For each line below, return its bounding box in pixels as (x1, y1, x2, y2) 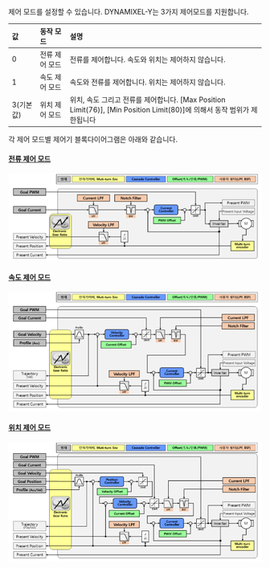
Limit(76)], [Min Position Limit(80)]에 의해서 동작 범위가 (69, 105, 250, 115)
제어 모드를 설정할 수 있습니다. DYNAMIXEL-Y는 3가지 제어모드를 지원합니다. (8, 7, 249, 16)
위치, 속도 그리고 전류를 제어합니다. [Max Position (69, 95, 226, 104)
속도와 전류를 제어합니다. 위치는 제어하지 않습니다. (69, 77, 227, 87)
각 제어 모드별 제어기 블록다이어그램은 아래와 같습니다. (8, 134, 178, 144)
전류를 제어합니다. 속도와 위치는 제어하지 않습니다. (69, 55, 227, 64)
